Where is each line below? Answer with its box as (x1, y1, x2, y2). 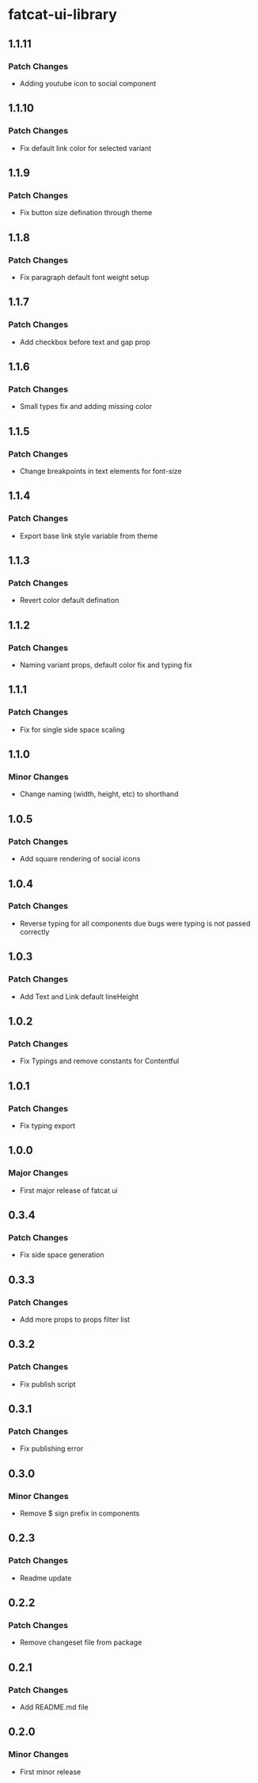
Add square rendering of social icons (19, 854, 141, 864)
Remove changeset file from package (19, 1637, 142, 1647)
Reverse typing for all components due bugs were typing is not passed (19, 918, 251, 928)
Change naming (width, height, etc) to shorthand (19, 789, 179, 799)
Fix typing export (19, 1121, 76, 1130)
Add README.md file (19, 1702, 89, 1712)
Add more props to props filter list (19, 1315, 131, 1324)
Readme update (19, 1573, 72, 1583)
